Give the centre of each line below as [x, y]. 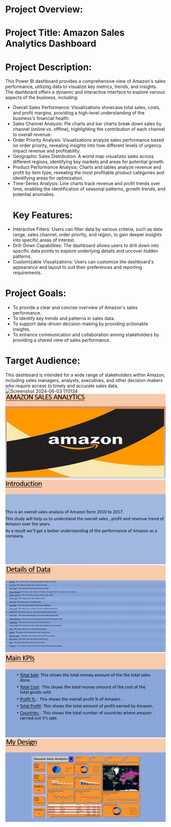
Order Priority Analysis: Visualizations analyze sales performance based [88, 140]
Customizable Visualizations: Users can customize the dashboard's [83, 262]
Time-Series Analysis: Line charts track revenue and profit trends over [86, 184]
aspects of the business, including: [42, 98]
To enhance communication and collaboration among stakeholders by [86, 335]
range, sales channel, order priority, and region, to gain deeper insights [87, 235]
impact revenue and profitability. [47, 151]
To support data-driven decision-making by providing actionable [80, 324]
